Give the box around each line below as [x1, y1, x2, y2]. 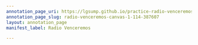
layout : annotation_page [6, 19, 67, 25]
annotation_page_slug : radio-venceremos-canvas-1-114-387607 [6, 14, 160, 20]
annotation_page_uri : [6, 8, 60, 15]
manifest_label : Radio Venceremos [6, 25, 91, 31]
